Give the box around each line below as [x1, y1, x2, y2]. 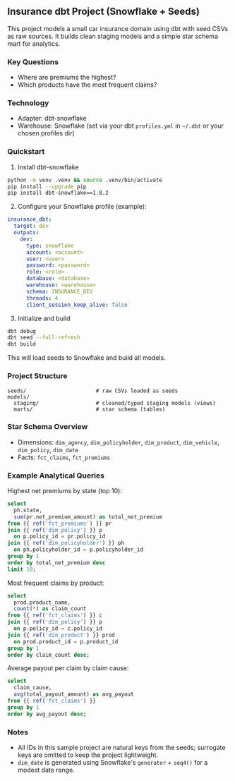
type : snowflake [25, 242, 74, 249]
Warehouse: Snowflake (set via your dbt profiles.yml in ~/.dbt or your [17, 121, 224, 130]
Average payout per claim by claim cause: [7, 664, 129, 672]
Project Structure [7, 371, 68, 381]
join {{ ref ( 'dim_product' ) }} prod [7, 631, 115, 638]
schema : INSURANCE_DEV [25, 288, 93, 295]
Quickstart [7, 147, 45, 157]
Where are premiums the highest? [17, 73, 116, 82]
